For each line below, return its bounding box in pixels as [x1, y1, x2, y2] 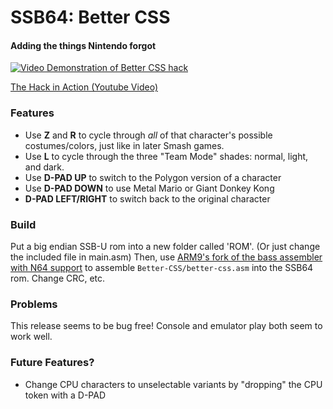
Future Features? [10, 356, 95, 370]
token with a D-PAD [24, 389, 107, 401]
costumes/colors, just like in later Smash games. [24, 139, 225, 151]
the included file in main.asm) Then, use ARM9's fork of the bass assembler [10, 251, 323, 263]
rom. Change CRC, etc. [10, 272, 106, 284]
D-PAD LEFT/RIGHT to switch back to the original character [24, 192, 271, 205]
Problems [10, 297, 58, 311]
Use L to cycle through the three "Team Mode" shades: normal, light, [24, 150, 309, 162]
